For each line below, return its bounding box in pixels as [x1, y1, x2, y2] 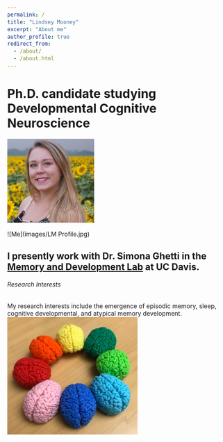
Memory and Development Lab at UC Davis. [7, 261, 200, 273]
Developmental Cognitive [7, 101, 157, 117]
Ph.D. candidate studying [7, 86, 156, 102]
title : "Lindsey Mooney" [7, 18, 79, 26]
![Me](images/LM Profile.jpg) [7, 230, 90, 239]
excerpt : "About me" [7, 26, 67, 33]
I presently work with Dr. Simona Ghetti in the [7, 250, 207, 262]
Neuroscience [7, 115, 90, 131]
